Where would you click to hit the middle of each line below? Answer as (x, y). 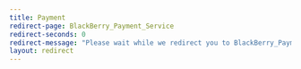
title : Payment (38, 17)
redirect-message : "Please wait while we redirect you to (120, 43)
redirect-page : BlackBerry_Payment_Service (92, 26)
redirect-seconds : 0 (48, 34)
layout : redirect (42, 51)
